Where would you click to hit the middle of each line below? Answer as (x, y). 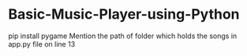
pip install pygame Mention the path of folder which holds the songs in (123, 36)
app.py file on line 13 (42, 44)
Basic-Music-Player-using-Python (124, 14)
